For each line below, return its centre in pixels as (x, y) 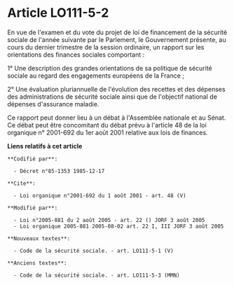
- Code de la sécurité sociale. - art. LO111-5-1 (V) (94, 251)
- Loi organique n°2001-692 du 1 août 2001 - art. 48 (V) (100, 195)
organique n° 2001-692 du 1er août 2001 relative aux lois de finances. (108, 132)
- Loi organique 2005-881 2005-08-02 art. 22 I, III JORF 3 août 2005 (119, 226)
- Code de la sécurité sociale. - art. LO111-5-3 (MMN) (97, 275)
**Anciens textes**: (37, 263)
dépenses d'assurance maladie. (53, 104)
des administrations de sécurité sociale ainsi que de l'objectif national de (112, 97)
